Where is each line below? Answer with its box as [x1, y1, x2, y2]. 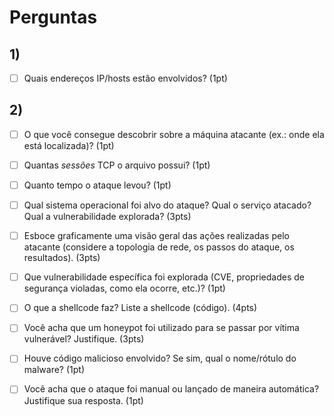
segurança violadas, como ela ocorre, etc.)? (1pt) [23, 282, 226, 295]
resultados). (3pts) [23, 252, 101, 264]
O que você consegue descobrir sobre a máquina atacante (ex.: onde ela [23, 128, 325, 140]
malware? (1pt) [23, 364, 85, 376]
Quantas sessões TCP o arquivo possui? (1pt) [23, 159, 211, 171]
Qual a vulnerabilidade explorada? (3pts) [23, 211, 192, 223]
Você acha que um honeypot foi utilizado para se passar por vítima [23, 322, 300, 334]
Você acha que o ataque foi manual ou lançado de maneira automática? [23, 383, 320, 395]
